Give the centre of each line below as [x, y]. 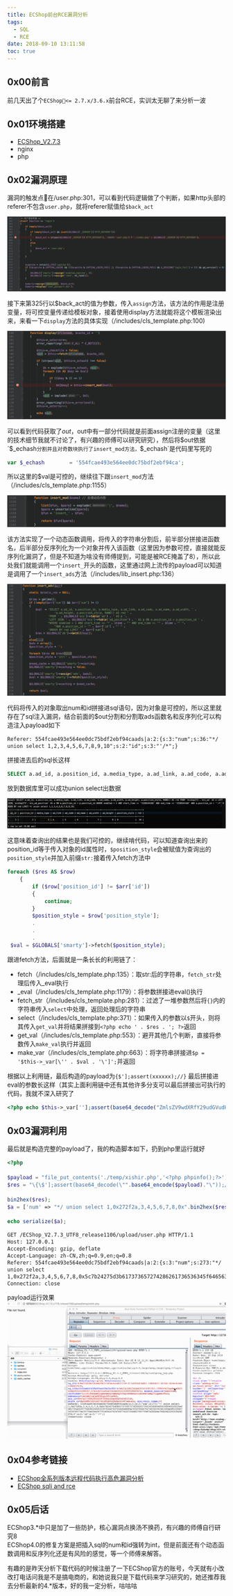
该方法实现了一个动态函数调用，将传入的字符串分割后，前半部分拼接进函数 [113, 538]
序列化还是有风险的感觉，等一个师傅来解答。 [101, 1554]
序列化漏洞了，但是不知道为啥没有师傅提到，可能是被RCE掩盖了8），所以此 [114, 556]
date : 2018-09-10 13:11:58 [46, 44]
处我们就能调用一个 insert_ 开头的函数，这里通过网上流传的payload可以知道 [114, 565]
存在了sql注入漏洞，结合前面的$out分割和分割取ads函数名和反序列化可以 [111, 717]
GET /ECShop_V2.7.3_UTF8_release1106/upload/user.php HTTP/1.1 [101, 1235]
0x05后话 [28, 1510]
